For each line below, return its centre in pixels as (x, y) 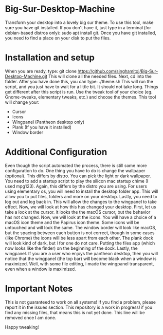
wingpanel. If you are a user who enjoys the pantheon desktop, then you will (81, 253)
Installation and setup (50, 58)
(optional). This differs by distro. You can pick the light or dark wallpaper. (78, 176)
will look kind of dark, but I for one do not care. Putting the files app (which (80, 243)
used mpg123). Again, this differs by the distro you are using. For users (76, 186)
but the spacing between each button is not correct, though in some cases (80, 233)
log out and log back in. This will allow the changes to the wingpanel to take (81, 202)
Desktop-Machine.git (26, 76)
